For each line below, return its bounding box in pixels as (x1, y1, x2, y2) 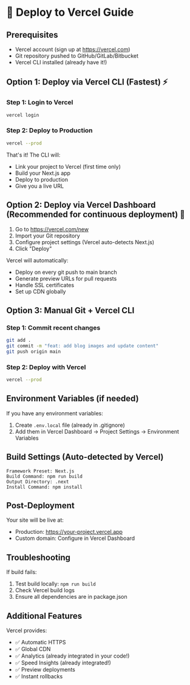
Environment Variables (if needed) (6, 394, 139, 404)
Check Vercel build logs (15, 587, 75, 594)
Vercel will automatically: (6, 256, 69, 264)
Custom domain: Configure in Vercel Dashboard (15, 534, 135, 542)
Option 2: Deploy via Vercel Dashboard (6, 200, 156, 210)
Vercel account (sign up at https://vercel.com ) (15, 46, 131, 53)
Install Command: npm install (6, 484, 83, 490)
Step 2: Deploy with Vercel (6, 363, 86, 371)
